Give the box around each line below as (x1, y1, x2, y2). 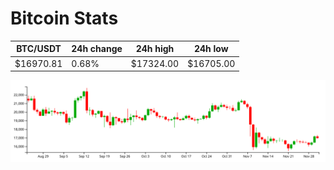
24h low (193, 43, 229, 55)
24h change (71, 43, 123, 55)
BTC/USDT (16, 43, 62, 55)
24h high (135, 43, 175, 55)
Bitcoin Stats (10, 7, 119, 30)
